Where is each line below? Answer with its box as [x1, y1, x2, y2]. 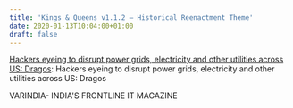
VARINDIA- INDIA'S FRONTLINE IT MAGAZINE [9, 90, 178, 101]
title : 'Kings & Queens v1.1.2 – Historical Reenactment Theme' [9, 12, 254, 22]
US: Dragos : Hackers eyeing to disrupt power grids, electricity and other [9, 63, 275, 74]
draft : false [9, 29, 58, 38]
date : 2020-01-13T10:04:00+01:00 [9, 21, 134, 30]
